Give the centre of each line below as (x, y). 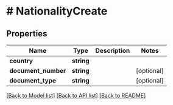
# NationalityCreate (57, 11)
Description (113, 51)
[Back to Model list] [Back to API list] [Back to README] (76, 96)
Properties (27, 34)
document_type (33, 80)
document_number (38, 71)
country (21, 61)
